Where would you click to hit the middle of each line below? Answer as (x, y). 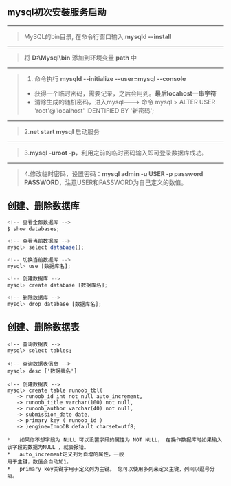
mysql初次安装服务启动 (57, 12)
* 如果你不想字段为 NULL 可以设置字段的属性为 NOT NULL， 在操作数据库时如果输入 (114, 440)
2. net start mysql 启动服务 (62, 131)
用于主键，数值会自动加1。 (40, 462)
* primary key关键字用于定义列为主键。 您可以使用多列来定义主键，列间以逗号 (109, 470)
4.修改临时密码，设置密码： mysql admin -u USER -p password (113, 173)
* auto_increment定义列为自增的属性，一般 (66, 455)
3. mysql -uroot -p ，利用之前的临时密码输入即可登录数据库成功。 (116, 153)
